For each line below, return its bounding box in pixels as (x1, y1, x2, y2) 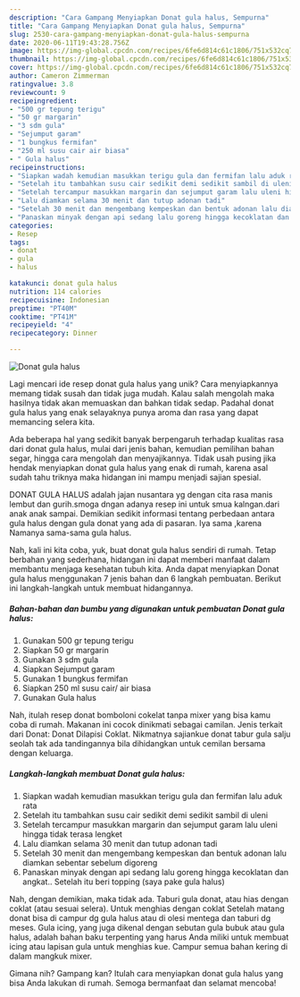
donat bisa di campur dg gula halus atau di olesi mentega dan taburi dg (9, 912, 271, 923)
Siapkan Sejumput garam (21, 663, 115, 674)
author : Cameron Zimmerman (9, 72, 110, 81)
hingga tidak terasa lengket (21, 829, 123, 839)
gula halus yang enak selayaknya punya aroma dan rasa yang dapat (9, 407, 259, 417)
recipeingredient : (9, 96, 78, 106)
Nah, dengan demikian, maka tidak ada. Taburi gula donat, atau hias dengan (9, 893, 289, 904)
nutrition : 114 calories (9, 287, 102, 296)
